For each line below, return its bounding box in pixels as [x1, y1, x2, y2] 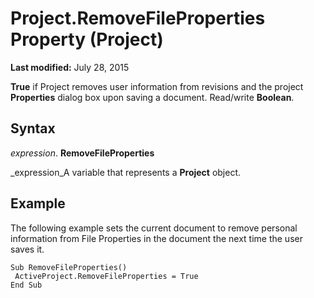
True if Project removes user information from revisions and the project [10, 80, 304, 92]
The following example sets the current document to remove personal [10, 222, 298, 234]
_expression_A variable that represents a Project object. [10, 166, 242, 178]
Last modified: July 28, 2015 [10, 61, 130, 73]
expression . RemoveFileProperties [10, 147, 155, 159]
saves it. [10, 243, 45, 255]
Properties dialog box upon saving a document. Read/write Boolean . [10, 91, 295, 103]
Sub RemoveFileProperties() [10, 262, 128, 272]
